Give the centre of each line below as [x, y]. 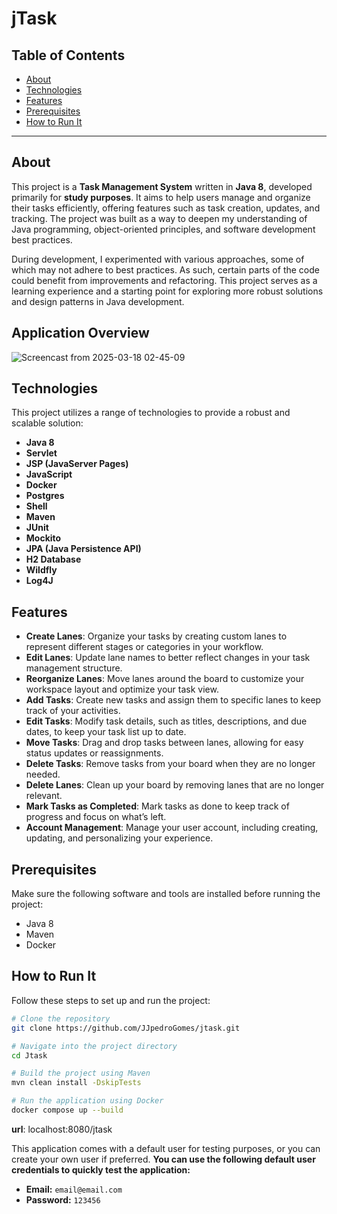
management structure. [74, 668]
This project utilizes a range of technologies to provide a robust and [151, 413]
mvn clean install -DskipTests [76, 1083]
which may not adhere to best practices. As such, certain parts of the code [165, 269]
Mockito [43, 538]
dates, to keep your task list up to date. [106, 732]
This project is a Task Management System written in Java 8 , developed [162, 186]
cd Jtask [29, 1055]
